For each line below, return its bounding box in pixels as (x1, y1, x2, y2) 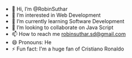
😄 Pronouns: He (11, 39, 51, 46)
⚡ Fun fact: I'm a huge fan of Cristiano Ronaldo (11, 45, 124, 52)
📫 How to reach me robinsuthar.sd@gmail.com (11, 31, 126, 37)
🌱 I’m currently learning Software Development (11, 18, 124, 24)
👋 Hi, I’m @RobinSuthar (11, 6, 68, 12)
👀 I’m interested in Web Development (11, 12, 101, 19)
